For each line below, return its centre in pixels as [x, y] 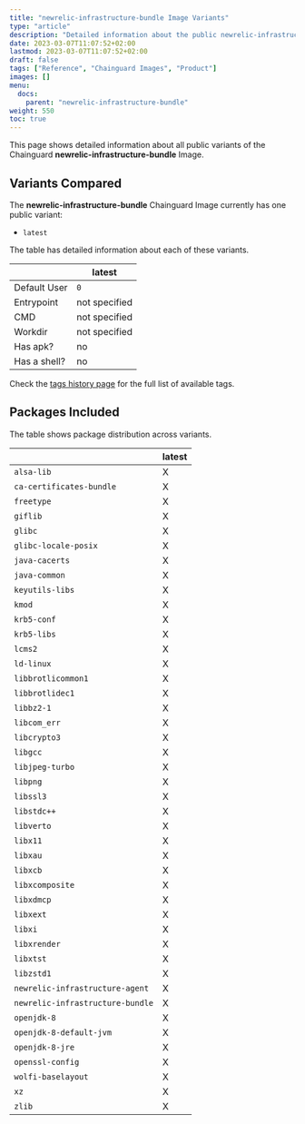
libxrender [37, 944]
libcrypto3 [37, 737]
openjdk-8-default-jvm [63, 1032]
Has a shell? [40, 361]
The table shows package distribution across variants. [111, 434]
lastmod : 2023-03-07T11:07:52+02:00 [79, 52]
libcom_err [37, 722]
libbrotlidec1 [44, 693]
